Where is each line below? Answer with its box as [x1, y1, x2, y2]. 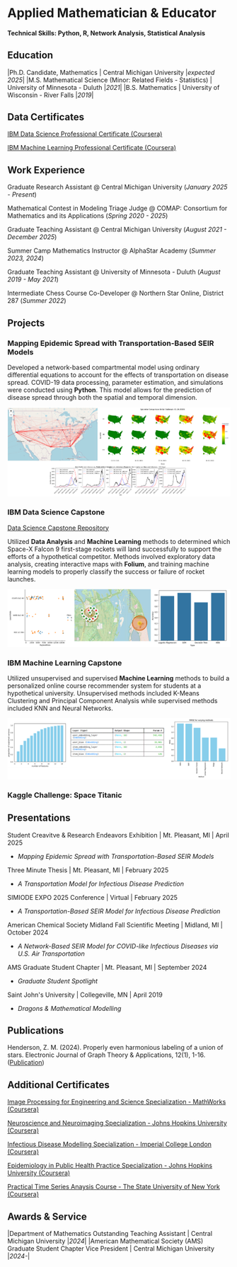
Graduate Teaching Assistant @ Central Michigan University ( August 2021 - [7, 225, 227, 234]
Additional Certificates [7, 1079, 110, 1091]
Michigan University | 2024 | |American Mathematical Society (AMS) [7, 1237, 204, 1246]
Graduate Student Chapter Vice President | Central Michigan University [7, 1244, 214, 1253]
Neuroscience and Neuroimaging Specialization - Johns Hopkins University [7, 1119, 228, 1128]
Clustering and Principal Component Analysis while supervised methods [7, 697, 218, 705]
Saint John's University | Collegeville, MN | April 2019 [7, 990, 163, 999]
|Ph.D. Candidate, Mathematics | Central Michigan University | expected [7, 68, 215, 76]
